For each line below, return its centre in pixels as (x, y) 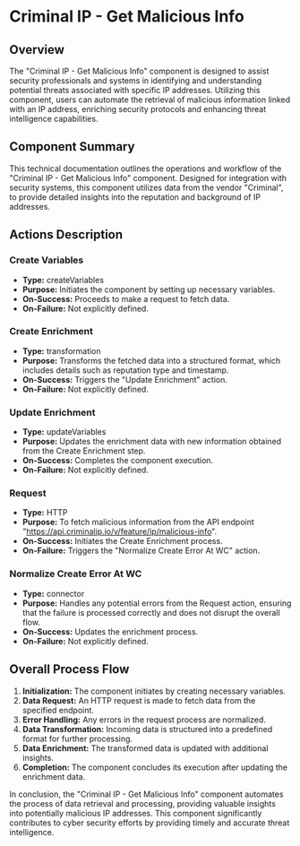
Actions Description (66, 235)
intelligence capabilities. (54, 119)
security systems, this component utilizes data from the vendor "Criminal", (146, 187)
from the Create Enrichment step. (84, 451)
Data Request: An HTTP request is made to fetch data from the (139, 700)
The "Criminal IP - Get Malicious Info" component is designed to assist (139, 71)
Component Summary (72, 147)
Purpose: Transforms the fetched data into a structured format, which (151, 360)
